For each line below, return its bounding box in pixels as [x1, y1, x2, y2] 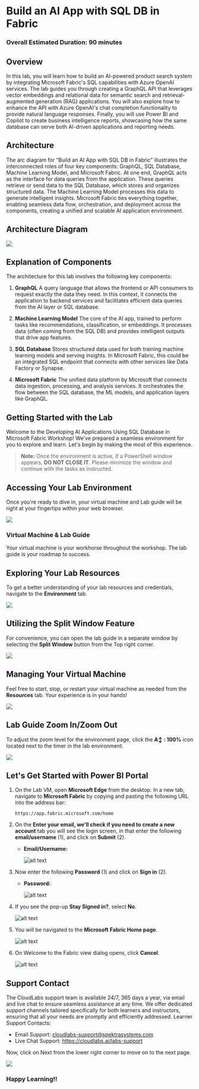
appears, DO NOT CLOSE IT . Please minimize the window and [20, 459, 172, 466]
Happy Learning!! [6, 1075, 58, 1084]
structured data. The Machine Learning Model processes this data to [6, 188, 174, 195]
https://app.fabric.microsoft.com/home [14, 810, 114, 817]
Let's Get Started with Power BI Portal [6, 770, 149, 780]
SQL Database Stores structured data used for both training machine [14, 345, 184, 353]
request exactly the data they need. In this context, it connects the [14, 291, 177, 298]
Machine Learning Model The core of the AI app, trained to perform [14, 315, 182, 322]
